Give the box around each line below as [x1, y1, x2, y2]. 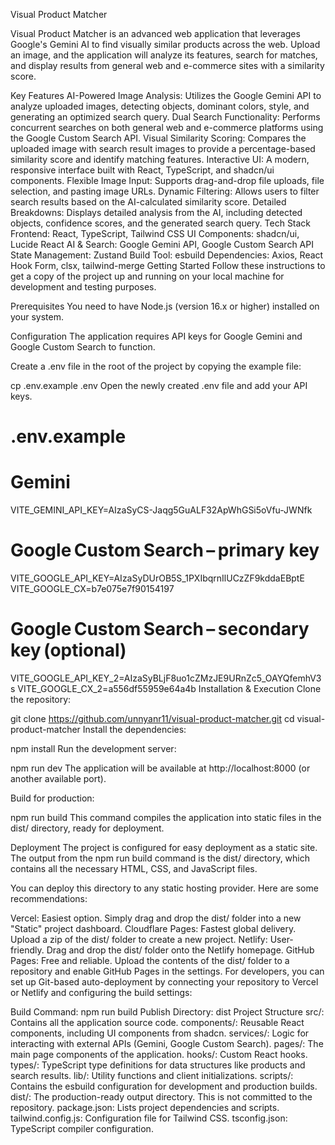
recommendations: [10, 893, 88, 904]
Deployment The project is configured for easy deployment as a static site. [10, 842, 318, 853]
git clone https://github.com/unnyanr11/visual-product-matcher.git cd [10, 713, 295, 724]
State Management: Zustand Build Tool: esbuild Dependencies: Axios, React [10, 249, 324, 261]
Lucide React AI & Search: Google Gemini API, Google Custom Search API [10, 239, 314, 250]
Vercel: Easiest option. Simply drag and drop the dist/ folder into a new [10, 912, 302, 924]
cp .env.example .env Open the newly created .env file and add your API [10, 380, 308, 391]
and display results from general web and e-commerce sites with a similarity [10, 60, 325, 71]
